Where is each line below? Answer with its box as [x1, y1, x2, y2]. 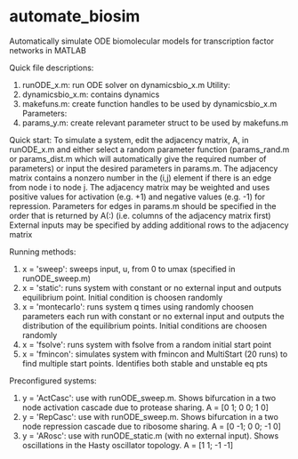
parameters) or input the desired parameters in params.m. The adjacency [9, 163, 278, 173]
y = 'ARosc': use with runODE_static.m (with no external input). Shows [21, 430, 279, 441]
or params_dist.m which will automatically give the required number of [9, 153, 267, 164]
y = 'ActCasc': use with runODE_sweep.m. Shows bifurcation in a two [21, 392, 277, 403]
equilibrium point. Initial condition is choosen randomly [21, 292, 223, 302]
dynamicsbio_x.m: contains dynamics [21, 89, 160, 100]
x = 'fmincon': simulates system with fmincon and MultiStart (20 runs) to [21, 349, 288, 359]
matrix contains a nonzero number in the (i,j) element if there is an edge [9, 172, 272, 183]
